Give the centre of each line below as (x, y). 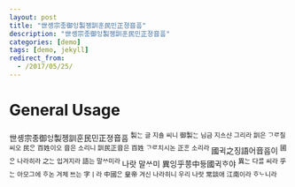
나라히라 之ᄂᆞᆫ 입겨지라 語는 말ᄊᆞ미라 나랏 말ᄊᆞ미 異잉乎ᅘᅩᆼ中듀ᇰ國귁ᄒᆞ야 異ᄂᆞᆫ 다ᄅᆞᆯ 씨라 (148, 163)
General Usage (65, 110)
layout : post (33, 17)
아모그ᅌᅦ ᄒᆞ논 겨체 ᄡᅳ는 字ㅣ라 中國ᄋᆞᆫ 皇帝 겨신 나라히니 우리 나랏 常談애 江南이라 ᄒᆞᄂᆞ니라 (147, 174)
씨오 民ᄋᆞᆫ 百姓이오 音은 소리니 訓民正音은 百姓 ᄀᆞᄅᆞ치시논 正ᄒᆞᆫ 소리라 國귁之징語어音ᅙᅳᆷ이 (144, 150)
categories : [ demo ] (45, 42)
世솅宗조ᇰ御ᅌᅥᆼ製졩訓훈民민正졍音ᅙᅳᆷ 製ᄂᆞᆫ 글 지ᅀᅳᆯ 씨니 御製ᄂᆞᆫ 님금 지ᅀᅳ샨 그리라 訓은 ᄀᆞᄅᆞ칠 (147, 137)
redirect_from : (37, 58)
